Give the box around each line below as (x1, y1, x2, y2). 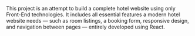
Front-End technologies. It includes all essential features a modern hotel (6, 11, 180, 18)
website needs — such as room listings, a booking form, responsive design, (6, 17, 189, 24)
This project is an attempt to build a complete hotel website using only (6, 5, 176, 12)
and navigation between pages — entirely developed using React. (6, 23, 166, 30)
